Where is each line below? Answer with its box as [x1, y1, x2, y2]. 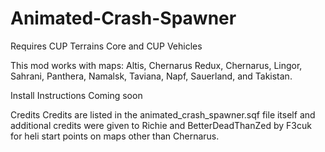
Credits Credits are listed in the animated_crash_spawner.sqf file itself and [10, 108, 316, 121]
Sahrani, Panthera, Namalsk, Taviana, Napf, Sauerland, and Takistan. [10, 70, 293, 82]
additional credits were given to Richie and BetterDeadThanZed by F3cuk [10, 119, 312, 131]
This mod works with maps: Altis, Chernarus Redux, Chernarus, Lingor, [10, 59, 303, 71]
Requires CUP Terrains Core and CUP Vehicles [10, 40, 203, 52]
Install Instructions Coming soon [10, 89, 143, 101]
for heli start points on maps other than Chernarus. [10, 130, 220, 142]
